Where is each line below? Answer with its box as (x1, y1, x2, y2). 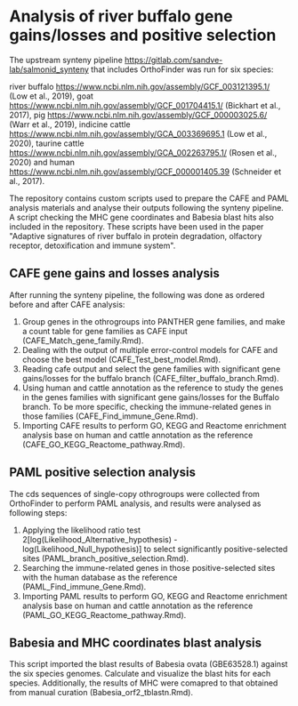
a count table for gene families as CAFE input (21, 325, 189, 336)
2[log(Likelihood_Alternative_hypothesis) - (21, 534, 178, 544)
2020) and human (9, 156, 76, 167)
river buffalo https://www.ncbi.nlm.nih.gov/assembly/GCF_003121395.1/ (9, 81, 270, 92)
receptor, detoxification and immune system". (9, 240, 176, 251)
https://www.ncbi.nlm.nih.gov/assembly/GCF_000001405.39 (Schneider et (9, 166, 282, 177)
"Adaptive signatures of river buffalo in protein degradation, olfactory (9, 230, 262, 241)
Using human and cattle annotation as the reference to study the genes (21, 382, 284, 393)
